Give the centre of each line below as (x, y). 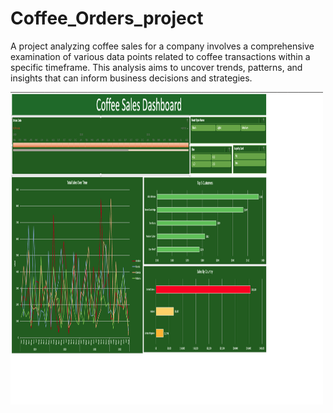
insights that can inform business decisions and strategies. (131, 78)
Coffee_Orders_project (107, 18)
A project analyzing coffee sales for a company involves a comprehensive (162, 46)
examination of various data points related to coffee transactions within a (160, 56)
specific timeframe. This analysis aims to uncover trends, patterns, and (156, 67)
